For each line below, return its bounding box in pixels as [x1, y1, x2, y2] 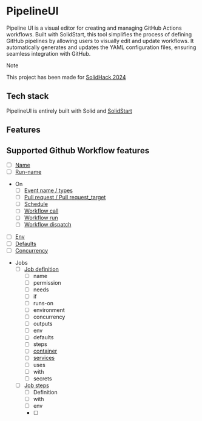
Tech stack [6, 91, 49, 101]
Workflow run [24, 214, 59, 222]
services [33, 354, 55, 362]
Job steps [24, 382, 50, 389]
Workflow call [24, 207, 59, 214]
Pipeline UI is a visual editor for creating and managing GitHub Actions [6, 24, 182, 31]
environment [33, 307, 65, 314]
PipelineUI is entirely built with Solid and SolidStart [6, 107, 132, 114]
